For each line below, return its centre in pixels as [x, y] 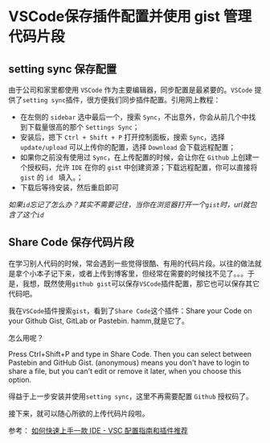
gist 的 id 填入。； [51, 177]
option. [20, 379]
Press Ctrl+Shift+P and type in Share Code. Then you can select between [130, 354]
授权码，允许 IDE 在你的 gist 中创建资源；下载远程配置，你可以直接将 [142, 167]
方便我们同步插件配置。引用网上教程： [157, 100]
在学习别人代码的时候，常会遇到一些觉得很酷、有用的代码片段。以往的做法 [131, 263]
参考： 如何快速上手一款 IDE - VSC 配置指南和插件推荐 [98, 430]
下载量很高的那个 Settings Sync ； [83, 127]
